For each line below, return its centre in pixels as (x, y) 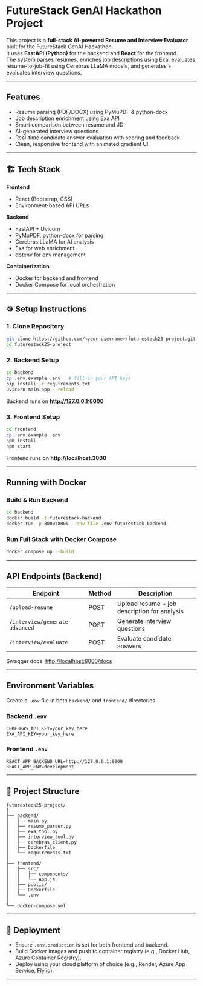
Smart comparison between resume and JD (69, 124)
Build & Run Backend (37, 499)
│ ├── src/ (23, 869)
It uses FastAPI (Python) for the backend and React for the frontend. (92, 53)
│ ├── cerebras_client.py (42, 842)
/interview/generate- (40, 621)
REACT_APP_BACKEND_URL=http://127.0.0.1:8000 (64, 762)
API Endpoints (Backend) (54, 576)
